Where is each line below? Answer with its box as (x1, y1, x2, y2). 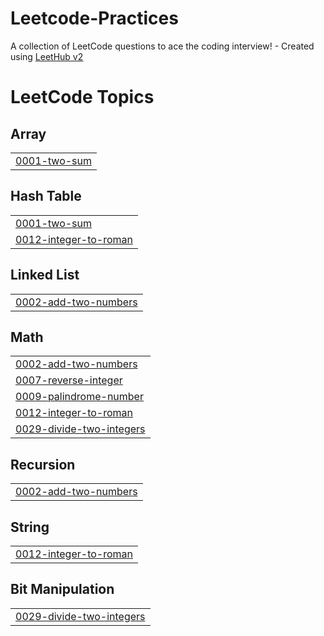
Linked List (10, 267, 80, 284)
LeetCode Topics (10, 86, 155, 109)
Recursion (10, 456, 76, 473)
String (10, 518, 50, 536)
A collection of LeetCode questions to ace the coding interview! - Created (10, 40, 315, 52)
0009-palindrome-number (15, 390, 144, 404)
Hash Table (10, 188, 82, 205)
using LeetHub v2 (10, 50, 84, 62)
